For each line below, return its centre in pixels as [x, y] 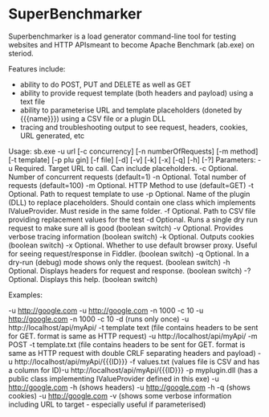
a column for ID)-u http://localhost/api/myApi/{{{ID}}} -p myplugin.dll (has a [133, 370]
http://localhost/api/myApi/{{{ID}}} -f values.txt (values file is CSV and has [137, 362]
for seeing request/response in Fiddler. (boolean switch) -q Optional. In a [129, 253]
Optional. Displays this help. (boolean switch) [83, 279]
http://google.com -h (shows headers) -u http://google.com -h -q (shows [129, 387]
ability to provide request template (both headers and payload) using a [137, 92]
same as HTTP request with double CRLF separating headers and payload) [132, 353]
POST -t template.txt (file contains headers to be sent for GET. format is [127, 344]
